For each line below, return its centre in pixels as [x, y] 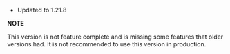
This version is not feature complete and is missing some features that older [115, 37]
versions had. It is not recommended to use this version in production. [107, 44]
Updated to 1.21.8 [42, 10]
